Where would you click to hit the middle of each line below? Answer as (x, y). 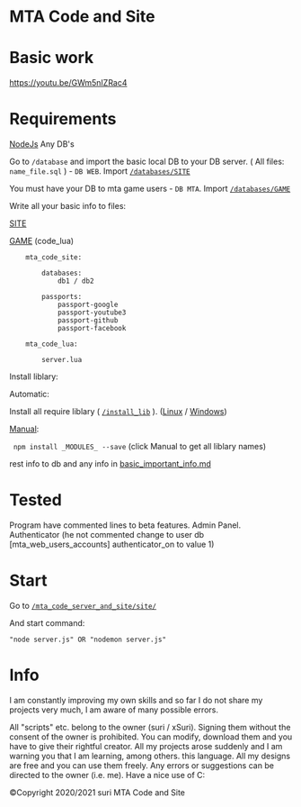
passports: (62, 297)
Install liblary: (34, 376)
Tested (36, 500)
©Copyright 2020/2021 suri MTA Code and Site (97, 792)
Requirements (63, 119)
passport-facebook (92, 329)
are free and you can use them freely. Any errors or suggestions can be (142, 765)
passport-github (88, 321)
